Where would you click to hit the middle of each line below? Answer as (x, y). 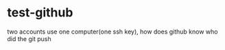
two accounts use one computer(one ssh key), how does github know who (113, 32)
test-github (40, 13)
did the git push (29, 38)
